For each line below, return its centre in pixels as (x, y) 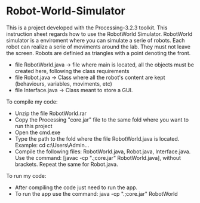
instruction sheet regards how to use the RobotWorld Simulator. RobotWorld (99, 34)
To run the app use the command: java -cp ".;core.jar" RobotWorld (96, 193)
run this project (33, 126)
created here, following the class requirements (72, 71)
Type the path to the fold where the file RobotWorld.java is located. (97, 138)
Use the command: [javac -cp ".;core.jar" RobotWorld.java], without (98, 157)
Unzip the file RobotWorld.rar (51, 113)
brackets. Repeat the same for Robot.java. (66, 164)
